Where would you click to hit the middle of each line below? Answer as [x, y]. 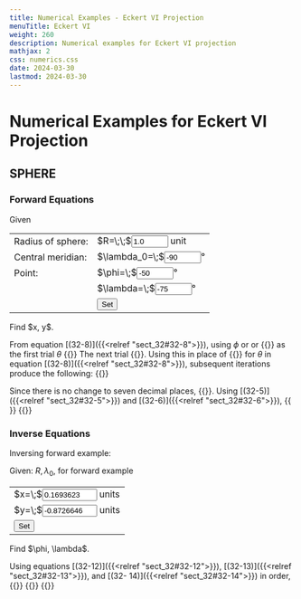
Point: [26, 272]
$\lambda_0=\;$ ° [151, 256]
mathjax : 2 [30, 52]
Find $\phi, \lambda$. [50, 548]
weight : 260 [32, 34]
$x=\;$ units [67, 494]
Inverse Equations [50, 433]
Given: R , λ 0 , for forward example [71, 471]
